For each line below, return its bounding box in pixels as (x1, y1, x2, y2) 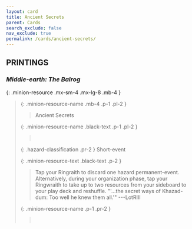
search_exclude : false (6, 25, 62, 31)
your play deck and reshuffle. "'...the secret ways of (35, 187, 161, 194)
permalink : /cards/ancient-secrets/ (6, 36, 96, 42)
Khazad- (161, 187, 183, 194)
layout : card (6, 8, 38, 15)
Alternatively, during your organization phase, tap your (35, 175, 168, 182)
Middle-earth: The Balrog (6, 75, 81, 84)
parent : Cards (6, 19, 41, 25)
